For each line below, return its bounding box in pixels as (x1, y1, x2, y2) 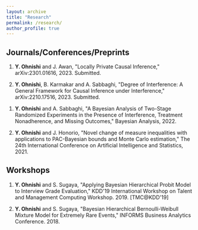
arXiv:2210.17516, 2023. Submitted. (14, 93, 100, 101)
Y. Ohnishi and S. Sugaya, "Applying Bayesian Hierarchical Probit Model (14, 181, 191, 188)
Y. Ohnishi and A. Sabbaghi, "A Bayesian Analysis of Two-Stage (14, 105, 172, 112)
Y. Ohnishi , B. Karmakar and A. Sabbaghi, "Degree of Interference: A (14, 81, 183, 88)
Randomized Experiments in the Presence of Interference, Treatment (14, 111, 183, 119)
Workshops (6, 165, 50, 175)
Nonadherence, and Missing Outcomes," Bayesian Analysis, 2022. (14, 118, 177, 125)
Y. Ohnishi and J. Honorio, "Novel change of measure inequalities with (14, 129, 188, 137)
